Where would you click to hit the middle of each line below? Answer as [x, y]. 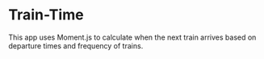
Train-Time [46, 15]
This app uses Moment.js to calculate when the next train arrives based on [132, 37]
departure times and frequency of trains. [76, 45]
